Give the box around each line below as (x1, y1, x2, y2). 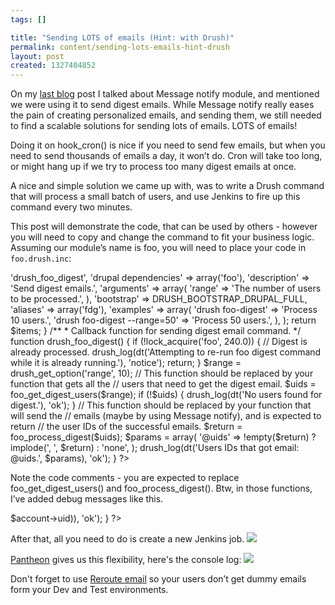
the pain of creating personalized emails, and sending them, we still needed (10, 109, 322, 121)
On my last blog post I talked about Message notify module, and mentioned (10, 88, 320, 100)
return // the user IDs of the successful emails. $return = (10, 421, 243, 433)
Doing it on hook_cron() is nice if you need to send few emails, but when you (10, 139, 326, 151)
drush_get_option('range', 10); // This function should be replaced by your (10, 367, 314, 380)
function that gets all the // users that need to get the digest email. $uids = (10, 378, 317, 390)
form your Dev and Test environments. (10, 584, 169, 596)
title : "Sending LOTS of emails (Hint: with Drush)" (10, 32, 235, 43)
